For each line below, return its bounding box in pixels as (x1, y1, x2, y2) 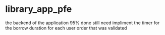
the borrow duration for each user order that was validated (5, 25, 127, 31)
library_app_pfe (5, 3, 72, 15)
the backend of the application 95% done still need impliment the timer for (5, 20, 160, 26)
